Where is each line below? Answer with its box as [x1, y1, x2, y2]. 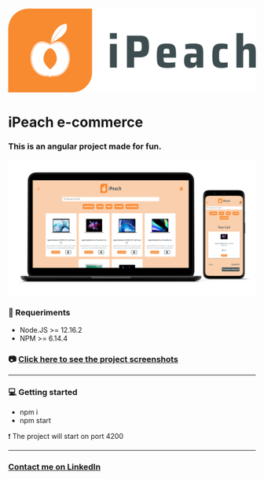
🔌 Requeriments [8, 308, 71, 319]
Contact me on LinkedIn [8, 462, 101, 473]
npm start [19, 416, 51, 426]
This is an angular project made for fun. [8, 141, 162, 152]
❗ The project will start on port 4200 [8, 432, 124, 441]
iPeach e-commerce [8, 113, 144, 131]
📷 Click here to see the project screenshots [8, 353, 178, 364]
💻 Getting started [8, 386, 78, 397]
